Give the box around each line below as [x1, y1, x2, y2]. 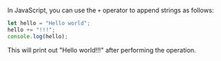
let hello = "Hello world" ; [7, 20, 91, 27]
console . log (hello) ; [7, 33, 69, 40]
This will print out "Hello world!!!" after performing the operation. [7, 45, 197, 54]
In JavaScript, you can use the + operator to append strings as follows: [7, 6, 215, 14]
